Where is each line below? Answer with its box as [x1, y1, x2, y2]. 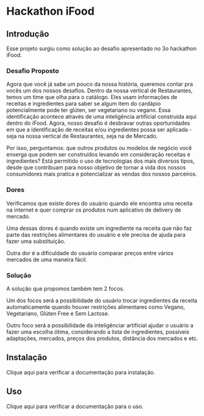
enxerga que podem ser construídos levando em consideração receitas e [6, 151, 191, 158]
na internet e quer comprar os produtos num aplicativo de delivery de [6, 206, 181, 214]
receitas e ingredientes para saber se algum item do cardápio [6, 100, 161, 108]
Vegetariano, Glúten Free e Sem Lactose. [6, 310, 110, 317]
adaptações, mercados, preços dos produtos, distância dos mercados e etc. [6, 335, 199, 342]
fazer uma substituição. [6, 237, 66, 245]
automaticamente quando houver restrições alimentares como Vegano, [6, 303, 185, 310]
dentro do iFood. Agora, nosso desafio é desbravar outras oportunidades [6, 119, 191, 127]
